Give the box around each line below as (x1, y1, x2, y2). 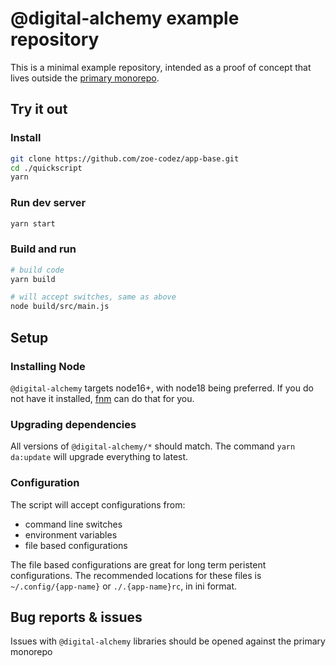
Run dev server (10, 196, 87, 210)
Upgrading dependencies (10, 417, 137, 431)
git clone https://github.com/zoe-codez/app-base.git (10, 153, 240, 164)
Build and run (10, 242, 77, 256)
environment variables (24, 528, 118, 541)
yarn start (10, 218, 56, 229)
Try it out (10, 101, 68, 118)
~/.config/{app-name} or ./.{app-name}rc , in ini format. (10, 580, 238, 592)
